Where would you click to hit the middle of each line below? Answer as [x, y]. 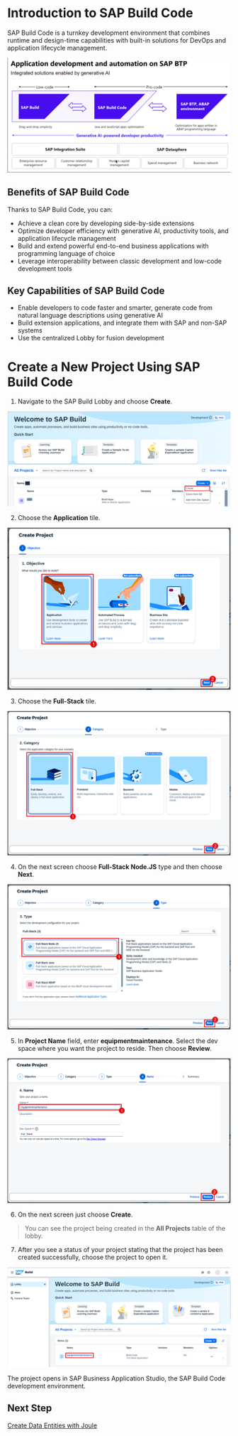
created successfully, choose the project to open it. [92, 1257]
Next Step [30, 1408]
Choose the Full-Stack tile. [57, 701]
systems [30, 330]
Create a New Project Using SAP [104, 367]
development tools [45, 269]
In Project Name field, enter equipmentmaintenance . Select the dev [118, 1041]
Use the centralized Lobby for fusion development [91, 338]
